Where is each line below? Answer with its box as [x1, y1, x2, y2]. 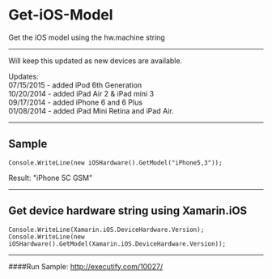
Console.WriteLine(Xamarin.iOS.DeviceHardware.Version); [8, 225, 205, 234]
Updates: [8, 71, 39, 81]
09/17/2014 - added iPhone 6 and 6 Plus [8, 97, 143, 107]
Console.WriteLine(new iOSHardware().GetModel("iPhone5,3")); [8, 158, 223, 167]
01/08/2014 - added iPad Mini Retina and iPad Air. [8, 105, 174, 115]
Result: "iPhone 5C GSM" [8, 173, 93, 182]
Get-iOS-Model [8, 6, 113, 24]
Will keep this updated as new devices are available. [8, 55, 183, 66]
